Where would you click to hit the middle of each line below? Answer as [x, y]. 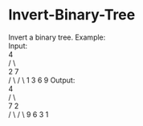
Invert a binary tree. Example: [57, 37]
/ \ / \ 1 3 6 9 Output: [42, 80]
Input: [18, 45]
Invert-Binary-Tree [72, 15]
